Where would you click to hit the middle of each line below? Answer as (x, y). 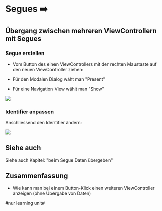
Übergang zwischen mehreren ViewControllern (81, 31)
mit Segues (23, 39)
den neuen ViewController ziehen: (48, 69)
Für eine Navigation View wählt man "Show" (58, 89)
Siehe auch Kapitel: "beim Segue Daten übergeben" (59, 160)
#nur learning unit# (25, 203)
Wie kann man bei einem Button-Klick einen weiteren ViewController (84, 188)
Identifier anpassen (30, 112)
